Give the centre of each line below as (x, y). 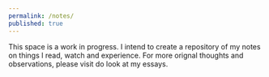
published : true (36, 24)
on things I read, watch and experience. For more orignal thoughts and (126, 55)
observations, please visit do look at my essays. (88, 64)
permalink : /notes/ (41, 16)
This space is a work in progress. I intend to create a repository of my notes (134, 46)
